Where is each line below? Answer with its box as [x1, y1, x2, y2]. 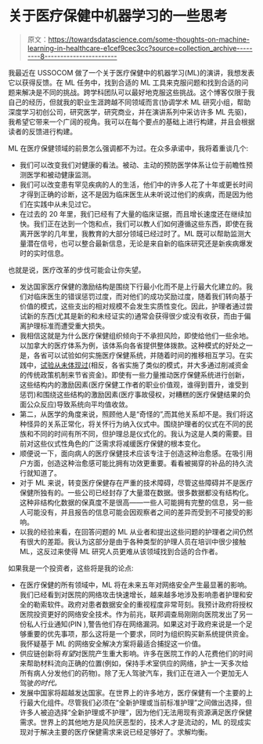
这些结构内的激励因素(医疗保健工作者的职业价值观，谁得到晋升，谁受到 [19, 380, 249, 389]
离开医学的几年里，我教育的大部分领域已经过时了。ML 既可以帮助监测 [19, 228, 245, 238]
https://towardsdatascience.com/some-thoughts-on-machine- [48, 35, 250, 44]
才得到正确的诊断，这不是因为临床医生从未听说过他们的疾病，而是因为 [19, 189, 247, 199]
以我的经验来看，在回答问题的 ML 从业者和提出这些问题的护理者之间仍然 [19, 527, 254, 536]
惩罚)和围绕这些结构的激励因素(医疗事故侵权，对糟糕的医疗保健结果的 [19, 389, 245, 399]
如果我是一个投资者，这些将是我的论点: [8, 563, 135, 573]
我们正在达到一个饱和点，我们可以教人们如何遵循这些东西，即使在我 [33, 219, 253, 228]
